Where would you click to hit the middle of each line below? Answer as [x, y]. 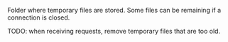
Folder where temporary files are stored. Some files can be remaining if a [114, 10]
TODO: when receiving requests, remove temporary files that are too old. [114, 31]
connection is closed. [39, 17]
